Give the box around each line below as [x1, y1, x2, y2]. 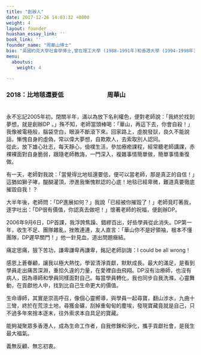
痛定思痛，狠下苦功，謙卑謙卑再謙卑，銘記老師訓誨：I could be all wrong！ [6, 246, 191, 254]
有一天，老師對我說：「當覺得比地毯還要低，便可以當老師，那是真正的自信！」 [6, 170, 195, 177]
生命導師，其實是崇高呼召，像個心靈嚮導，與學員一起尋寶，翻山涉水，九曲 [6, 294, 190, 302]
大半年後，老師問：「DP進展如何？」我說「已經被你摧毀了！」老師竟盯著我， [6, 198, 194, 206]
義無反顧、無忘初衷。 [6, 342, 59, 350]
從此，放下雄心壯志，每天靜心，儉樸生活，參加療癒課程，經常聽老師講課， [6, 143, 190, 150]
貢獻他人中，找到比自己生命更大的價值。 [22, 281, 121, 288]
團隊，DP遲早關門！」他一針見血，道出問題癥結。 [6, 233, 129, 240]
